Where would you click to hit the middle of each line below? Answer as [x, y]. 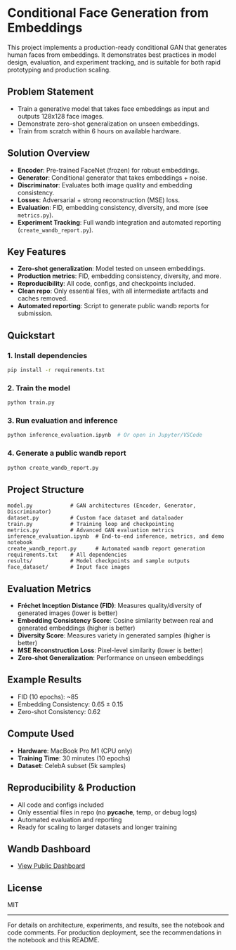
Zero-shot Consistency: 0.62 [59, 711]
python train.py [31, 403]
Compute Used [41, 734]
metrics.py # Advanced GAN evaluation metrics [91, 530]
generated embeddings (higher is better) [76, 628]
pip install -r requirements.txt [56, 370]
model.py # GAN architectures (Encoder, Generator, [102, 506]
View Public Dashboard [51, 866]
